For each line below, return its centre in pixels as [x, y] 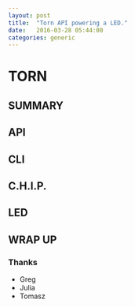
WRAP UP [33, 240]
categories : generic [42, 37]
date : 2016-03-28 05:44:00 [56, 30]
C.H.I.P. [27, 186]
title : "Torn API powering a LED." [68, 23]
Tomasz [32, 296]
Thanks [23, 262]
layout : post [29, 15]
